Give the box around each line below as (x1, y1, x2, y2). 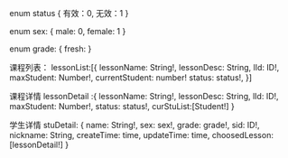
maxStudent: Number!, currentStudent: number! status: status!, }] (9, 72, 253, 83)
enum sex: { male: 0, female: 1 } (9, 26, 126, 36)
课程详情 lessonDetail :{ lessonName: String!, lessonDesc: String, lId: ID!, (9, 91, 279, 101)
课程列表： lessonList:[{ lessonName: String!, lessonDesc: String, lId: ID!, (9, 62, 280, 72)
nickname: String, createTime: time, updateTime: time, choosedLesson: (9, 130, 274, 140)
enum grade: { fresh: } (9, 43, 92, 54)
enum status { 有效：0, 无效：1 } (9, 8, 129, 18)
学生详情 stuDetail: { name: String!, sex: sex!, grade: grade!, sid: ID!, (9, 120, 260, 130)
